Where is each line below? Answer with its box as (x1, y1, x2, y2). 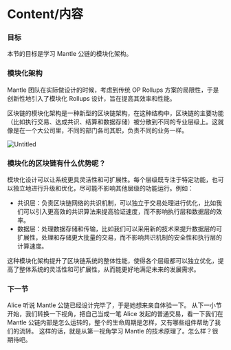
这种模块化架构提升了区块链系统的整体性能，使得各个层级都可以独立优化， (7, 257, 218, 265)
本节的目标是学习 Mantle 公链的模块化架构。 (7, 50, 133, 58)
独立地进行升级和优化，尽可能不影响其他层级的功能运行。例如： (12, 184, 194, 193)
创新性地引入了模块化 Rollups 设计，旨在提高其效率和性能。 (7, 94, 177, 102)
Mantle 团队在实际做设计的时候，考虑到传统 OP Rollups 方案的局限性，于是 (7, 86, 219, 94)
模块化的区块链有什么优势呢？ (7, 158, 107, 168)
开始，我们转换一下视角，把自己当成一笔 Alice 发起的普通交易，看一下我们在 (7, 310, 223, 318)
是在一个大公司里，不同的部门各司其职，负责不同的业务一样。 (12, 126, 188, 135)
